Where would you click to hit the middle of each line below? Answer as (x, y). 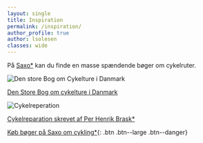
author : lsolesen (32, 39)
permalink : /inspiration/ (44, 26)
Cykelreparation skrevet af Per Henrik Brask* (71, 119)
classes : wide (28, 46)
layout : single (29, 13)
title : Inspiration (35, 20)
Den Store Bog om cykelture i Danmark (62, 92)
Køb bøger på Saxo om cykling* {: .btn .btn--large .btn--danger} (97, 132)
